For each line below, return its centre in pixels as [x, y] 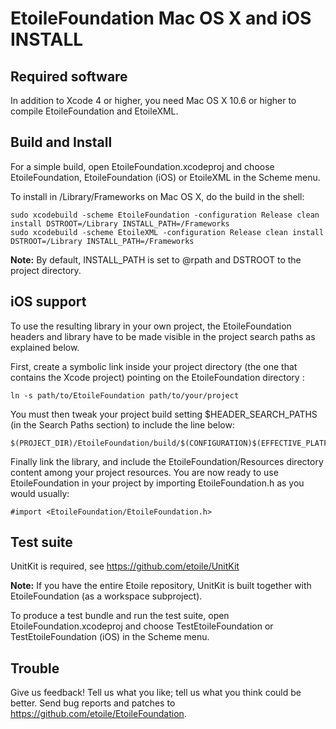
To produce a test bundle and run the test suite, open [120, 616]
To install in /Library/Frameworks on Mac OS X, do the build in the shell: [157, 196]
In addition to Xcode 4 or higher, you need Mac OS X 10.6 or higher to [153, 100]
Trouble [35, 668]
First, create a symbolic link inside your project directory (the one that [154, 366]
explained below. [45, 347]
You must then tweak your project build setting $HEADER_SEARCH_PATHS [164, 414]
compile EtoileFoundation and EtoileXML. [94, 111]
